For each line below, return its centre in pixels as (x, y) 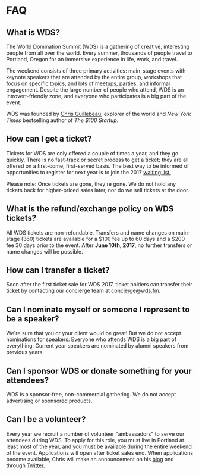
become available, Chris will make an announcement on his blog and (90, 459)
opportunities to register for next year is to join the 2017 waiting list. (89, 172)
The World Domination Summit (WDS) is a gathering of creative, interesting (98, 46)
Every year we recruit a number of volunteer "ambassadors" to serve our (95, 434)
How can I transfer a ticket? (58, 271)
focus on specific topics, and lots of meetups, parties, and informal (88, 83)
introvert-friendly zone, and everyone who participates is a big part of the (96, 96)
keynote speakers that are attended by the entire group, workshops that (94, 77)
